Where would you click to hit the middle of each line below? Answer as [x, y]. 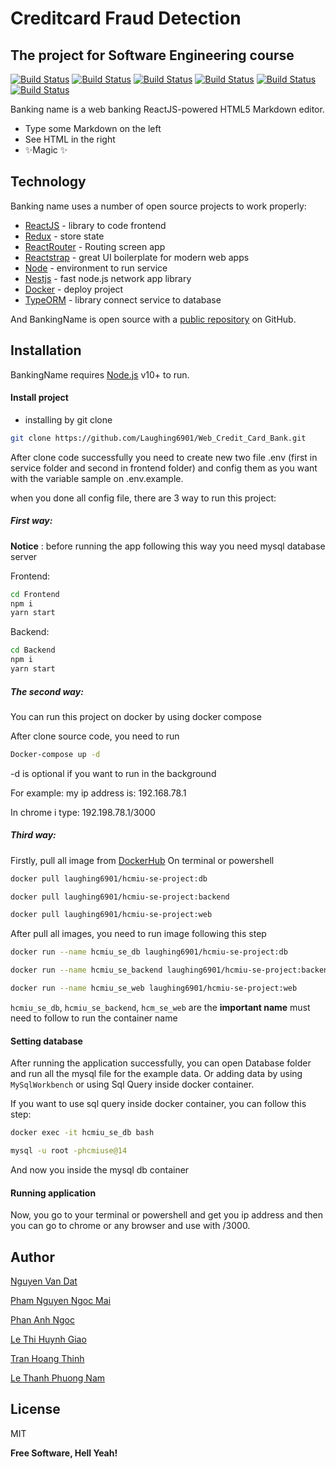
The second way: [47, 691]
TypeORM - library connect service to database [123, 299]
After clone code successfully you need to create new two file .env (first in [164, 457]
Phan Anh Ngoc [42, 1319]
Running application [53, 1193]
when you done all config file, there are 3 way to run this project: [143, 498]
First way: [31, 521]
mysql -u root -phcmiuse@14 [69, 1151]
